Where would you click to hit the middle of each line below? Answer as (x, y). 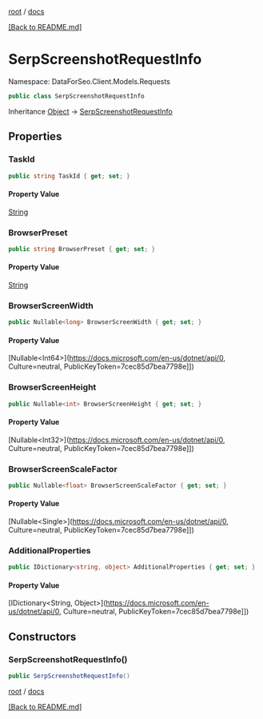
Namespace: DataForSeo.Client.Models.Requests (89, 81)
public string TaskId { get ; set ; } (69, 176)
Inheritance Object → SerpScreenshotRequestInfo (91, 111)
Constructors (42, 636)
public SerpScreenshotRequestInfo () (69, 676)
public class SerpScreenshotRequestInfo (77, 96)
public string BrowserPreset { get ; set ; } (82, 249)
